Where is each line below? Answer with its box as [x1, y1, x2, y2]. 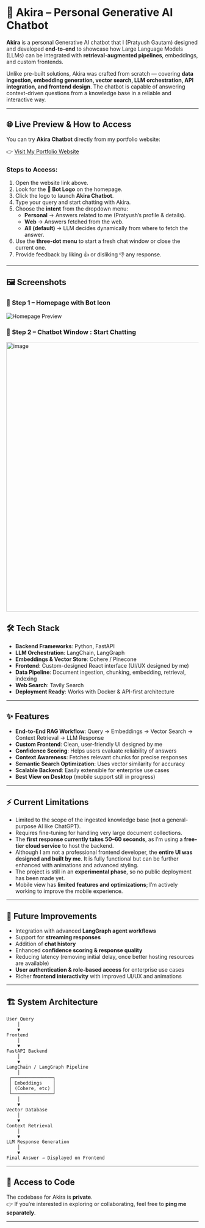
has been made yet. [15, 875, 65, 882]
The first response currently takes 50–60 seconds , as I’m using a [15, 836, 183, 843]
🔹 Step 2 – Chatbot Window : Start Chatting [6, 328, 136, 336]
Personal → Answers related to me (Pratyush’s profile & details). [24, 212, 186, 219]
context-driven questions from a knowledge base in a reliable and [6, 89, 172, 96]
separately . [6, 1208, 36, 1216]
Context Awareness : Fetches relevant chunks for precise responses [15, 753, 187, 760]
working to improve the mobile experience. [15, 887, 123, 895]
